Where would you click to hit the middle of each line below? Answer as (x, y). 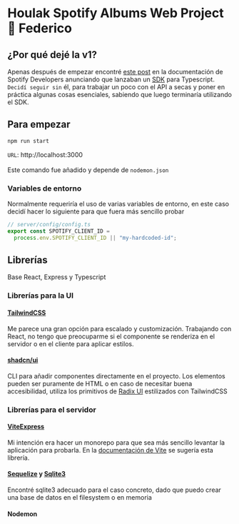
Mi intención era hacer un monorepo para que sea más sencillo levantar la (116, 442)
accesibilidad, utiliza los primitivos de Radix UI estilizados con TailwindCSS (117, 391)
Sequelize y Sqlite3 (37, 474)
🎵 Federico (40, 28)
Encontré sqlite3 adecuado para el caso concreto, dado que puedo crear (114, 490)
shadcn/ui (23, 360)
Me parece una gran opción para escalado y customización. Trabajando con (119, 328)
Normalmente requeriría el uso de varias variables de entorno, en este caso (118, 203)
